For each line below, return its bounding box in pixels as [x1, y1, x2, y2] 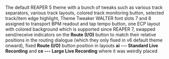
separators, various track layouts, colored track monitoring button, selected [5, 10, 164, 16]
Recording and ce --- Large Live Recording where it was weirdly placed [5, 48, 158, 54]
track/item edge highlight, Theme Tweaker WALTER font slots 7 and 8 [5, 15, 152, 21]
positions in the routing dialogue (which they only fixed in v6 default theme [5, 37, 163, 43]
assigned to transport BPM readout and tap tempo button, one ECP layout [5, 21, 160, 27]
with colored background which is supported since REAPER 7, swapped [5, 26, 156, 32]
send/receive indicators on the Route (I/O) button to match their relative [5, 32, 156, 37]
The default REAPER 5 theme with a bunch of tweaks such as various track [5, 5, 163, 10]
